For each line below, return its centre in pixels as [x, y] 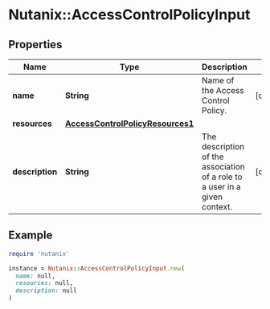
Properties [35, 45]
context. [217, 207]
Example [31, 236]
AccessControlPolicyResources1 [129, 124]
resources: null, [45, 283]
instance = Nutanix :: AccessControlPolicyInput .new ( [96, 268]
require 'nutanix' [39, 254]
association [223, 167]
